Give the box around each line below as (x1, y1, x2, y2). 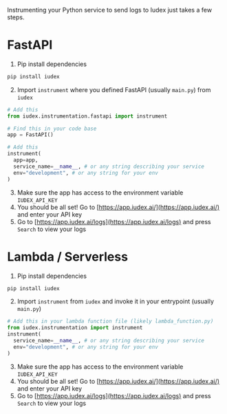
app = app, (13, 157, 39, 164)
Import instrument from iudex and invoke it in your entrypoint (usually (17, 297, 215, 305)
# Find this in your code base (7, 125, 97, 132)
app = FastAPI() (7, 131, 54, 138)
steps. (7, 13, 25, 21)
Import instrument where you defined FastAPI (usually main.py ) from (17, 85, 211, 94)
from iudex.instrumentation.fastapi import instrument (7, 113, 168, 120)
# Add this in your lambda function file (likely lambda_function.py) (7, 318, 214, 325)
